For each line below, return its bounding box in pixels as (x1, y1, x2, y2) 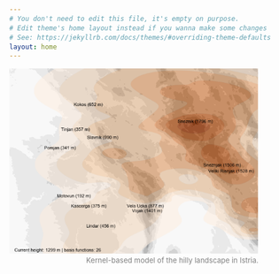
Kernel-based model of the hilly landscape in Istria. (85, 255, 259, 265)
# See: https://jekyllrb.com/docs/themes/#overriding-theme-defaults (9, 33, 272, 42)
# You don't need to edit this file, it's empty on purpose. (9, 14, 240, 23)
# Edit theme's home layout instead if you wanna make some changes (9, 23, 267, 33)
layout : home (9, 42, 58, 51)
